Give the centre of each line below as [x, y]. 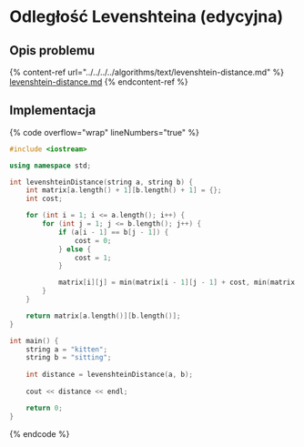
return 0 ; [45, 408]
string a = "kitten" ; [66, 349]
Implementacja [53, 111]
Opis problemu [52, 51]
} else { [75, 249]
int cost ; [45, 199]
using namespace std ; [51, 166]
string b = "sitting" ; [69, 358]
